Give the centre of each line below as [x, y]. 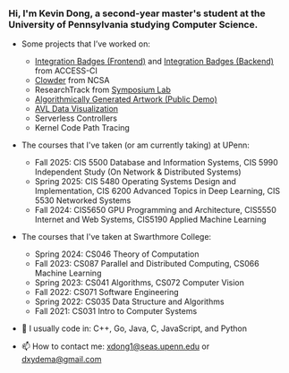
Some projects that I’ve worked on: [86, 44]
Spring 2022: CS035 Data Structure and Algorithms [129, 301]
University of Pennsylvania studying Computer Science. [133, 24]
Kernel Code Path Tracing [82, 128]
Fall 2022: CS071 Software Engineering [107, 292]
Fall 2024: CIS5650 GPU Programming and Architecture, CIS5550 [155, 210]
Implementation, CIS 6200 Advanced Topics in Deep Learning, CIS [157, 191]
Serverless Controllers [76, 118]
